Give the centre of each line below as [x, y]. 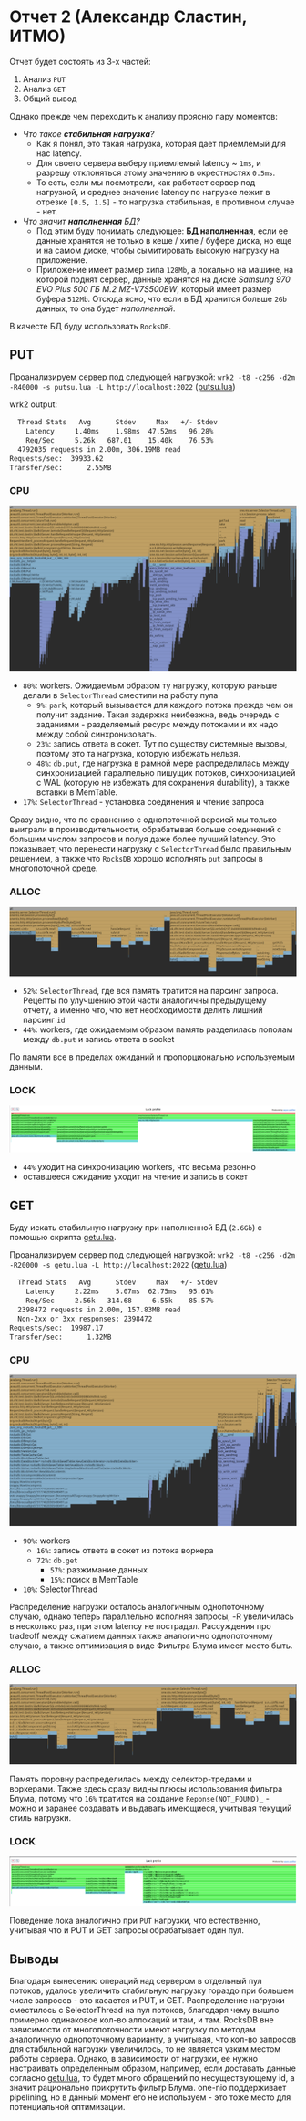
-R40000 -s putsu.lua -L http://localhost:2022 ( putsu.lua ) [122, 386]
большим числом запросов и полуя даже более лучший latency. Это [143, 839]
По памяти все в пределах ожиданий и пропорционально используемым [153, 1057]
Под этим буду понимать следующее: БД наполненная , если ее [162, 231]
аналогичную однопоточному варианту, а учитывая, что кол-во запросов [153, 2039]
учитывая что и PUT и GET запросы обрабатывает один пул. [127, 1930]
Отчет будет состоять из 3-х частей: [81, 61]
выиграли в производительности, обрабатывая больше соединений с [146, 830]
